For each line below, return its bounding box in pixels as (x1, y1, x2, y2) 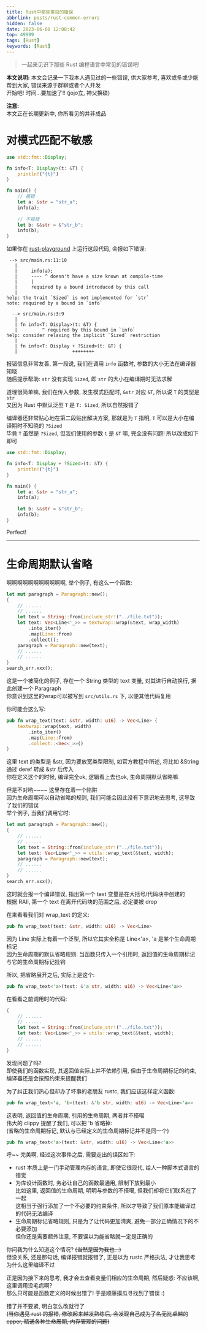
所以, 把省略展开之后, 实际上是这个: (6, 971, 95, 978)
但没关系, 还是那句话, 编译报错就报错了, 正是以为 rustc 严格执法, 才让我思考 (6, 1254, 196, 1261)
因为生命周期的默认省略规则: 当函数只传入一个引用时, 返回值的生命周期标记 (6, 950, 195, 958)
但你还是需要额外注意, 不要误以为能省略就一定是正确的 (15, 1233, 153, 1240)
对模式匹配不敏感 (6, 134, 93, 148)
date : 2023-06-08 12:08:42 (6, 26, 75, 32)
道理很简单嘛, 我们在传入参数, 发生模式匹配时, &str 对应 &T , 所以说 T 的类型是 (6, 389, 200, 396)
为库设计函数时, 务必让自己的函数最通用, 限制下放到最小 (15, 1179, 156, 1186)
